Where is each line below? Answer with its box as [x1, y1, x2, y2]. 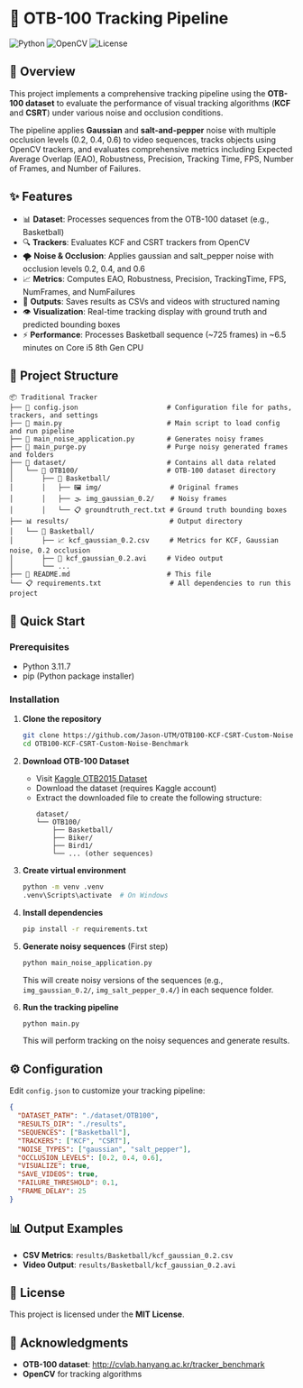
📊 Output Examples [9, 1221, 124, 1237]
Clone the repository [22, 714, 102, 725]
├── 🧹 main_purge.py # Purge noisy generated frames [9, 443, 289, 452]
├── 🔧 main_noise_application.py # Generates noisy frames [9, 434, 264, 444]
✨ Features [9, 189, 73, 205]
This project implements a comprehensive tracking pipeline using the [9, 87, 266, 98]
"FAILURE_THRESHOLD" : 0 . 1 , [17, 1178, 119, 1188]
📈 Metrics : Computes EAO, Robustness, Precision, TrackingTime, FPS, [22, 273, 287, 284]
